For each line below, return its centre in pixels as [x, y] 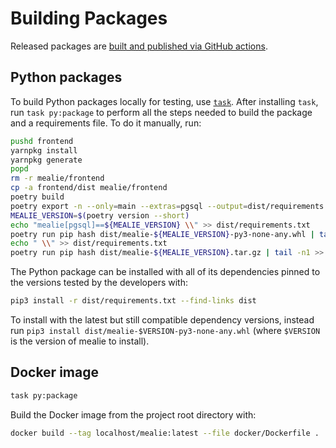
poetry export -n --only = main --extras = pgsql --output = [129, 206]
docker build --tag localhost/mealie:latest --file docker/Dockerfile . [165, 433]
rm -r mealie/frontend [57, 178]
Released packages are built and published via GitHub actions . [139, 46]
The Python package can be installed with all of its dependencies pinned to [165, 272]
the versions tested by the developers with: [99, 283]
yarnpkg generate [46, 160]
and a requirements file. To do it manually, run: [106, 123]
